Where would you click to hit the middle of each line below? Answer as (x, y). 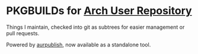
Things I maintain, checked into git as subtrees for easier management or (95, 27)
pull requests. (23, 33)
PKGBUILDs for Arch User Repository (99, 11)
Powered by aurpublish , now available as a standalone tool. (79, 45)
